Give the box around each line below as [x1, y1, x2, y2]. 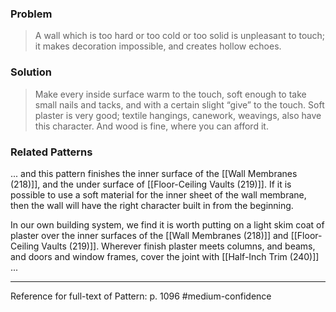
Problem [10, 7, 53, 21]
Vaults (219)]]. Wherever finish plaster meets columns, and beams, [41, 240, 316, 252]
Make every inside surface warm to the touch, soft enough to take [34, 88, 307, 100]
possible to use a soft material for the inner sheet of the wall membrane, [10, 188, 307, 201]
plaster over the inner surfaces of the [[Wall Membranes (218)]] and [10, 229, 289, 241]
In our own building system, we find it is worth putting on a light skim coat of [10, 218, 325, 231]
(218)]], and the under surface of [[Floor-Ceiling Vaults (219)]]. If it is [10, 178, 292, 190]
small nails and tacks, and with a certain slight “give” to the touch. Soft [34, 98, 325, 111]
